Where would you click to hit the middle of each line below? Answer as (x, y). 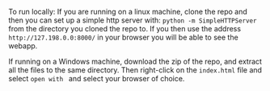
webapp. (23, 46)
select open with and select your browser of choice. (97, 79)
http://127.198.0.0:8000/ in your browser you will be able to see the (123, 37)
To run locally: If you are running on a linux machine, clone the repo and (128, 12)
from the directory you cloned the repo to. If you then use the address (124, 29)
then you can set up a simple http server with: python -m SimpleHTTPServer (133, 20)
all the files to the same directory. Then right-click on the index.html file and (135, 70)
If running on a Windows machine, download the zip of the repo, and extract (135, 61)
